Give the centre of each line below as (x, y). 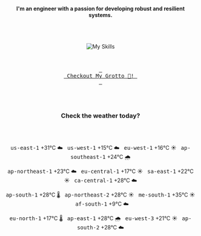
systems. (100, 15)
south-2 (88, 227)
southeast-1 (88, 157)
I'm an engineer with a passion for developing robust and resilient (100, 8)
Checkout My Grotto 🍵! (100, 76)
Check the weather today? (100, 116)
